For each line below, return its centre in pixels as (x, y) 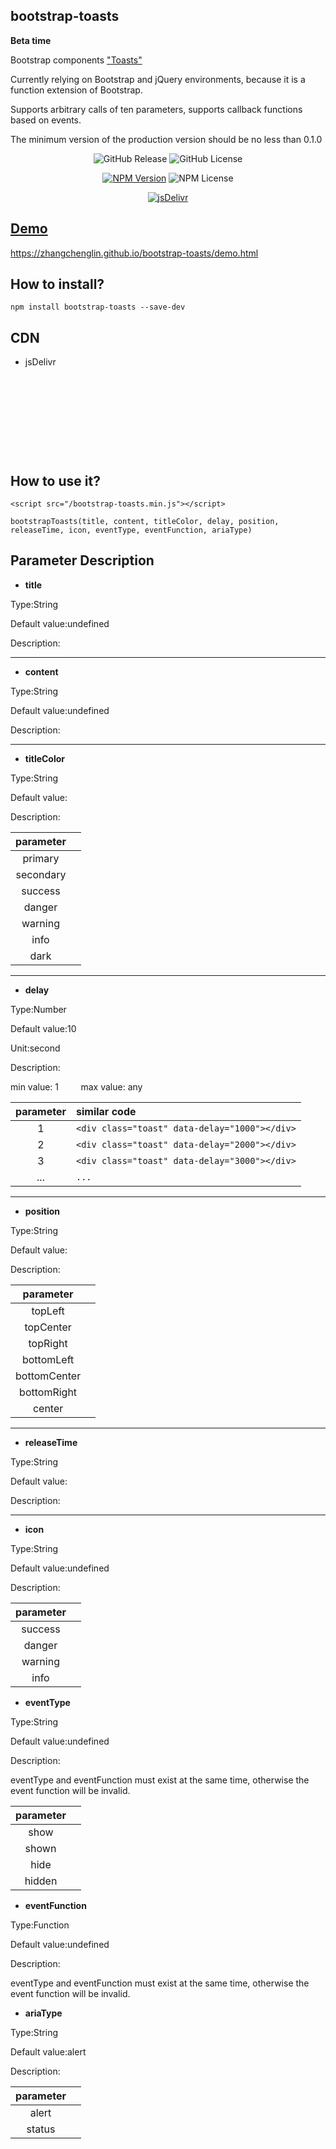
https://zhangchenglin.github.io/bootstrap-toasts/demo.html (134, 253)
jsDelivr (40, 362)
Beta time (31, 40)
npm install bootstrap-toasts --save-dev (98, 307)
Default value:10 (43, 1028)
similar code (106, 1111)
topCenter (48, 1327)
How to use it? (55, 480)
